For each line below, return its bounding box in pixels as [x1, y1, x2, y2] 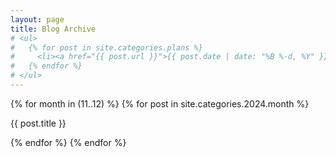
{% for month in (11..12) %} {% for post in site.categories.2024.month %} [10, 97, 310, 110]
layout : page [10, 14, 65, 25]
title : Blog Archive [10, 24, 97, 34]
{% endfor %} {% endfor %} [10, 136, 127, 148]
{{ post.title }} [10, 117, 67, 129]
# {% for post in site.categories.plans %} [10, 42, 203, 53]
